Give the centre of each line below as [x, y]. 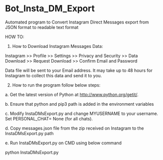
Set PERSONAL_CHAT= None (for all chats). [49, 118]
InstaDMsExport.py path [29, 133]
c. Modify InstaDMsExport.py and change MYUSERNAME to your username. [82, 114]
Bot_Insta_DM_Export [50, 9]
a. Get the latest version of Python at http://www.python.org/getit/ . [72, 94]
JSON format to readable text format [42, 27]
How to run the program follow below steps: [56, 85]
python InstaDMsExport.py [32, 152]
